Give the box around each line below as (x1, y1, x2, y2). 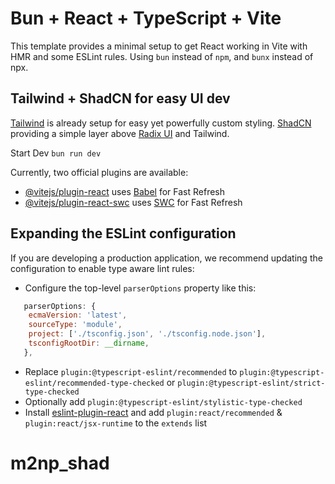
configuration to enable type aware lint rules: (10, 262, 195, 274)
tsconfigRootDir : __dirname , (28, 338, 150, 349)
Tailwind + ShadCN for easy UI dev (10, 90, 231, 107)
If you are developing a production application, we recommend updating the (10, 252, 323, 264)
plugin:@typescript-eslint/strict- (177, 378, 326, 388)
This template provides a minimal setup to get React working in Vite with (10, 40, 308, 52)
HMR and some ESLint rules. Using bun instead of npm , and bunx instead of (10, 50, 314, 62)
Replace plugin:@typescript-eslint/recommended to (24, 365, 238, 377)
